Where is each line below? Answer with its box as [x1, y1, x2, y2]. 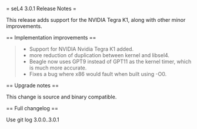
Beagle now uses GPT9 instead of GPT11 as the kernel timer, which [29, 58, 192, 65]
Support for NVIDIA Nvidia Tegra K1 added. [29, 45, 134, 52]
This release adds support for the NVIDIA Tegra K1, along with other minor [6, 16, 186, 23]
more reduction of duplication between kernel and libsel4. [29, 52, 169, 58]
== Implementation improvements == [6, 34, 96, 41]
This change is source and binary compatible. [6, 94, 117, 100]
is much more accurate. [29, 64, 87, 71]
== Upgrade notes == [6, 82, 59, 89]
